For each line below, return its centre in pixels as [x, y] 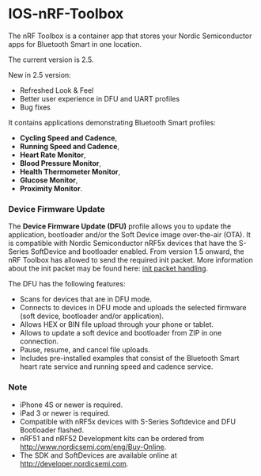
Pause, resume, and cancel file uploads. [85, 350]
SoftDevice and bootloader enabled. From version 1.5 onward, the [137, 251]
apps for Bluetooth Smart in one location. [75, 44]
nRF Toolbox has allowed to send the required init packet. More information [130, 260]
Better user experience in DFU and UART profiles [100, 98]
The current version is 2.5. [51, 59]
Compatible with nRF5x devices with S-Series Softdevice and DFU [127, 421]
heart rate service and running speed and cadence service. [116, 367]
